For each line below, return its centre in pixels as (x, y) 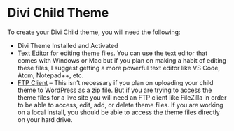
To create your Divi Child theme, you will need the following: (94, 32)
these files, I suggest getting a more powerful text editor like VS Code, (119, 68)
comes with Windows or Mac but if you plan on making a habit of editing (122, 60)
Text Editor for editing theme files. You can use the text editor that (112, 53)
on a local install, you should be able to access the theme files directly (119, 112)
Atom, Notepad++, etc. (50, 75)
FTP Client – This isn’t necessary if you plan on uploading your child (115, 82)
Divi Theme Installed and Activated (68, 45)
